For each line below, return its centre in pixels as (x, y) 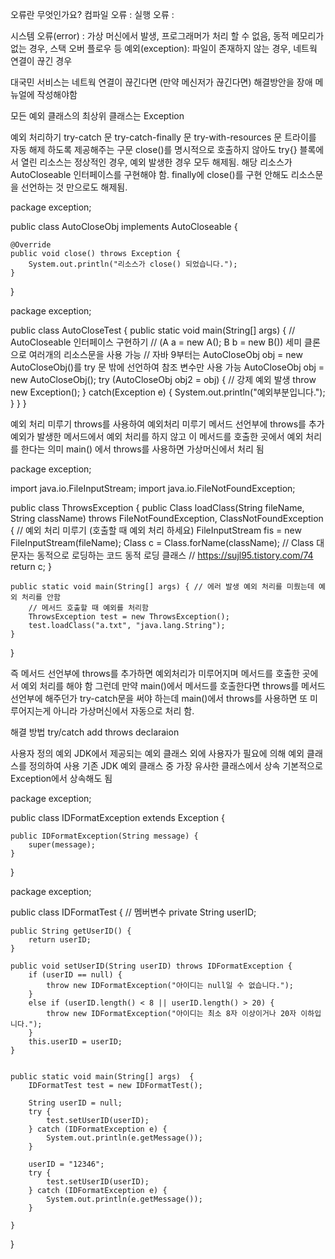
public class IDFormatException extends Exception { (117, 817)
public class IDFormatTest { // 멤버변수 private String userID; (133, 912)
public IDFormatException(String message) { (104, 836)
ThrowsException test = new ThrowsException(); (129, 617)
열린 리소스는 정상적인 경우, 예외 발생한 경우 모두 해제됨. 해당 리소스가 (156, 162)
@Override (31, 245)
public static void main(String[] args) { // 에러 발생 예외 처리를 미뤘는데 (162, 587)
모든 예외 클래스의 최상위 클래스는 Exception (97, 116)
